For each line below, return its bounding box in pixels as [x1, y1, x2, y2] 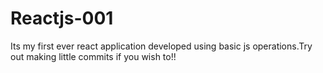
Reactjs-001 [10, 7, 114, 30]
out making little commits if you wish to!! [10, 50, 177, 62]
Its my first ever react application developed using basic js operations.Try [10, 40, 313, 52]
